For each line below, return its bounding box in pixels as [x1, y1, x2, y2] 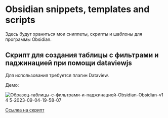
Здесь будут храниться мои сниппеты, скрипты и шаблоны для [5, 31, 143, 37]
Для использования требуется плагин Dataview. [5, 72, 109, 78]
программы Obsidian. [5, 36, 52, 42]
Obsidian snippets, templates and [5, 4, 150, 15]
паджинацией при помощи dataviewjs [5, 59, 133, 68]
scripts [5, 14, 35, 26]
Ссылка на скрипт [5, 107, 45, 113]
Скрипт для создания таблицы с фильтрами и [5, 51, 159, 60]
